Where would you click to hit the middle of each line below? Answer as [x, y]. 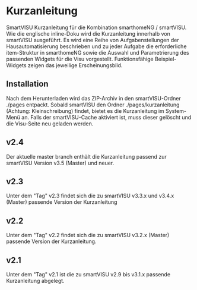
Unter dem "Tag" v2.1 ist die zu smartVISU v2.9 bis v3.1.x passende [88, 274]
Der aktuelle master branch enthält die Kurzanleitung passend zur [87, 156]
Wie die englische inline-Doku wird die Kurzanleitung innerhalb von [88, 33]
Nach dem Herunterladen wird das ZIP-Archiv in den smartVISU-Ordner [93, 98]
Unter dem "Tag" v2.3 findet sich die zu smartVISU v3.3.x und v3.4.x [90, 196]
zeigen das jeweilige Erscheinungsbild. [75, 65]
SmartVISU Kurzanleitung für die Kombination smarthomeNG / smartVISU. [96, 27]
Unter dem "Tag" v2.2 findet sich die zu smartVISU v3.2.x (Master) [88, 235]
